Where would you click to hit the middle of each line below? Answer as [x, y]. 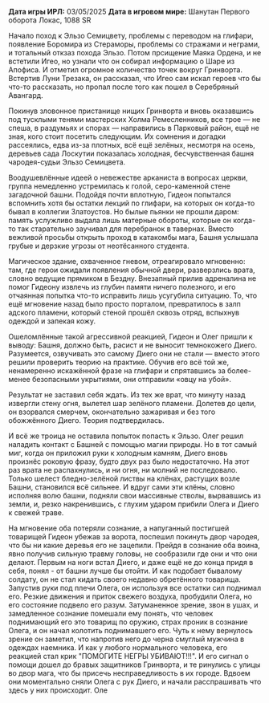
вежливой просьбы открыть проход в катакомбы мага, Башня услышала [133, 237]
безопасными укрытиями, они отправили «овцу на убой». [131, 379]
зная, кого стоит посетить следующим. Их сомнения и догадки [117, 136]
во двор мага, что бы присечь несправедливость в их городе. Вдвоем [129, 673]
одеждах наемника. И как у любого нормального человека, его [118, 648]
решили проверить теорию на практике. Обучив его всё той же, [119, 362]
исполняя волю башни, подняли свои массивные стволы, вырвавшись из [134, 496]
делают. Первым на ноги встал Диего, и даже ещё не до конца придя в [131, 562]
